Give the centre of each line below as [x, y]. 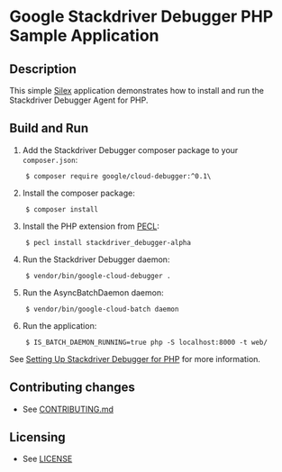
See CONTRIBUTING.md [68, 409]
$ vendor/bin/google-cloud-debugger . [98, 276]
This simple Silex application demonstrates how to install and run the [136, 91]
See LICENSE [47, 459]
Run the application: [59, 325]
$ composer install [62, 209]
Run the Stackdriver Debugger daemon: [96, 259]
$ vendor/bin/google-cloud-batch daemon [102, 309]
